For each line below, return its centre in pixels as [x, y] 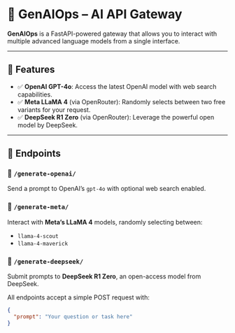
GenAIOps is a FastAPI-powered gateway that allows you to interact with [112, 34]
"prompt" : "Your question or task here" [73, 317]
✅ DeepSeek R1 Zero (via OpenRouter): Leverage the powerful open [116, 117]
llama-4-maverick [43, 243]
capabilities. [35, 94]
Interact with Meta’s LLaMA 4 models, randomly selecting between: [105, 222]
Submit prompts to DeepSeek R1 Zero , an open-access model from [104, 276]
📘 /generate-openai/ [42, 173]
